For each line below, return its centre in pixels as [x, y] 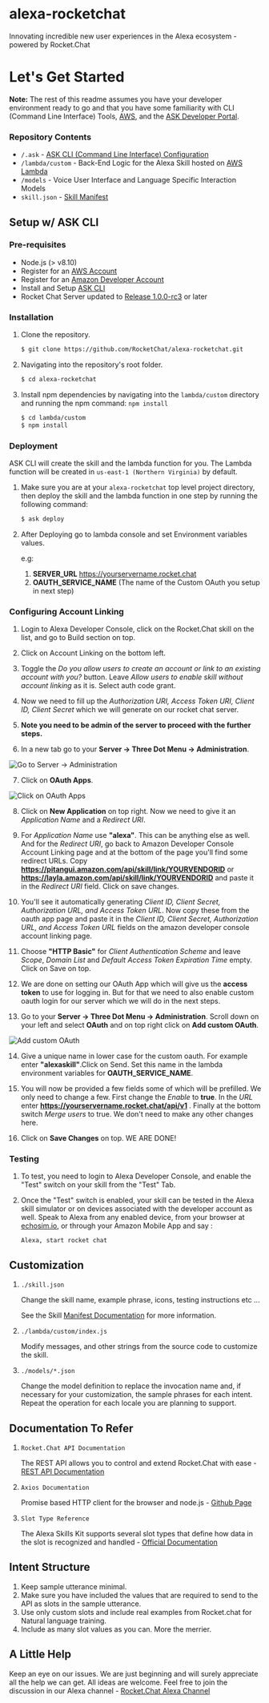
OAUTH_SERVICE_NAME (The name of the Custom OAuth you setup [147, 582]
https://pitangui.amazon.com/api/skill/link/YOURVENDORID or [127, 869]
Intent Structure [50, 1567]
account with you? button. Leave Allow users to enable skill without [132, 677]
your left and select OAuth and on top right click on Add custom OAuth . [140, 1025]
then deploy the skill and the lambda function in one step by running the [139, 495]
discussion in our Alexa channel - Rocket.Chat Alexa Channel [110, 1690]
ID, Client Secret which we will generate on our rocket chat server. [130, 710]
